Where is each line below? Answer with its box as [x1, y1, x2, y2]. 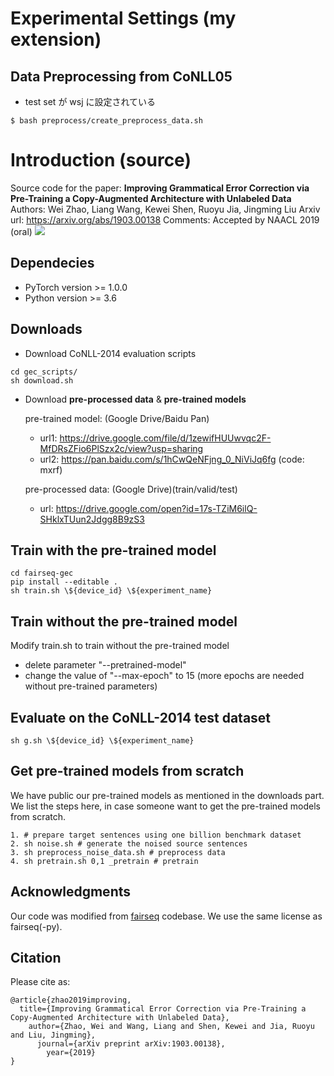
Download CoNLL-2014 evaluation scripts [24, 347, 197, 359]
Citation [10, 950, 62, 967]
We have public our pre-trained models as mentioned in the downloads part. [10, 789, 325, 801]
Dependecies [10, 255, 95, 272]
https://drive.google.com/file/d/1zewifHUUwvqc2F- [59, 432, 272, 444]
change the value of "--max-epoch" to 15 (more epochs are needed [24, 670, 305, 682]
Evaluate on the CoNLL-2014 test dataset [10, 709, 272, 726]
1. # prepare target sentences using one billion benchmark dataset [10, 830, 302, 840]
